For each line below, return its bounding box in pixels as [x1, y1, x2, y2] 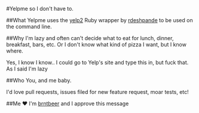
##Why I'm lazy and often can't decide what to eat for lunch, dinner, [6, 35, 174, 41]
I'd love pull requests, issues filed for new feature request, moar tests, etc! [6, 88, 189, 95]
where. [6, 47, 24, 54]
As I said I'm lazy [6, 65, 48, 72]
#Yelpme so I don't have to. [6, 5, 74, 12]
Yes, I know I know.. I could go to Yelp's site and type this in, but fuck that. [6, 59, 189, 66]
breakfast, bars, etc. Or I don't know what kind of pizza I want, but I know [6, 41, 187, 48]
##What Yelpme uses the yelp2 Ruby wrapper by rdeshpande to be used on [6, 17, 193, 23]
